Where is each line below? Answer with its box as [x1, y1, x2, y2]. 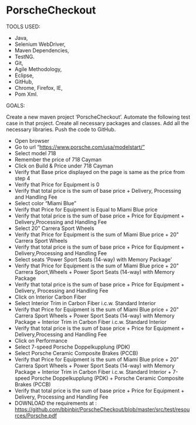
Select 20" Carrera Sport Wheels [14, 225, 94, 232]
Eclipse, [14, 72, 34, 79]
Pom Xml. [14, 91, 38, 98]
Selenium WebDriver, [14, 41, 66, 48]
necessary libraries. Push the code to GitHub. [6, 126, 116, 133]
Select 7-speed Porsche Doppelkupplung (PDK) [14, 343, 130, 350]
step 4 [14, 175, 31, 182]
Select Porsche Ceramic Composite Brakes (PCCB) [14, 349, 138, 356]
